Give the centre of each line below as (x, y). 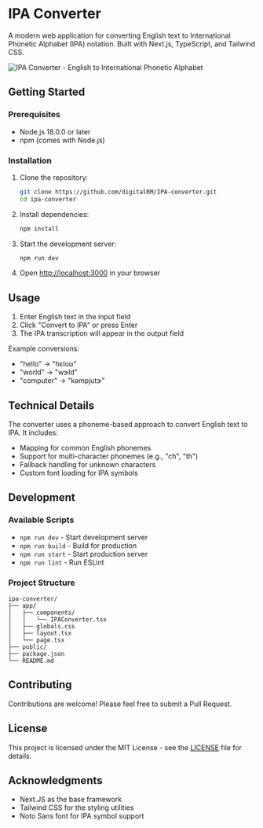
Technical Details (51, 405)
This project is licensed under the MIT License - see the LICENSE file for (125, 747)
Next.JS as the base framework (71, 800)
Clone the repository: (54, 177)
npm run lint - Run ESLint (62, 562)
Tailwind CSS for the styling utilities (77, 808)
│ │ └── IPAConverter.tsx (58, 620)
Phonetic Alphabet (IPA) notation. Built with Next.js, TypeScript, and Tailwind (132, 43)
